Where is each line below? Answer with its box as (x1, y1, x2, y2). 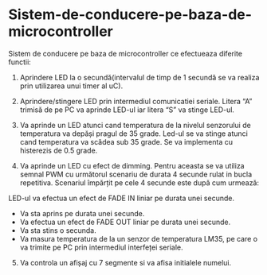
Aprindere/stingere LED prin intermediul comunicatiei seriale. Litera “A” (19, 96, 253, 106)
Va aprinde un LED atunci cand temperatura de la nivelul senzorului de (19, 120, 251, 130)
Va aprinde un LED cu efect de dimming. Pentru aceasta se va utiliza (19, 161, 245, 170)
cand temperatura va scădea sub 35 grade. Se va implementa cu (19, 137, 234, 146)
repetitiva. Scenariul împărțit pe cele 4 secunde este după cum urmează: (19, 177, 260, 188)
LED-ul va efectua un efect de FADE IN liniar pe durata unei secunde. (8, 193, 235, 203)
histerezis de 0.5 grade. (19, 145, 98, 155)
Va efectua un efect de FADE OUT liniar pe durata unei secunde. (19, 217, 231, 227)
